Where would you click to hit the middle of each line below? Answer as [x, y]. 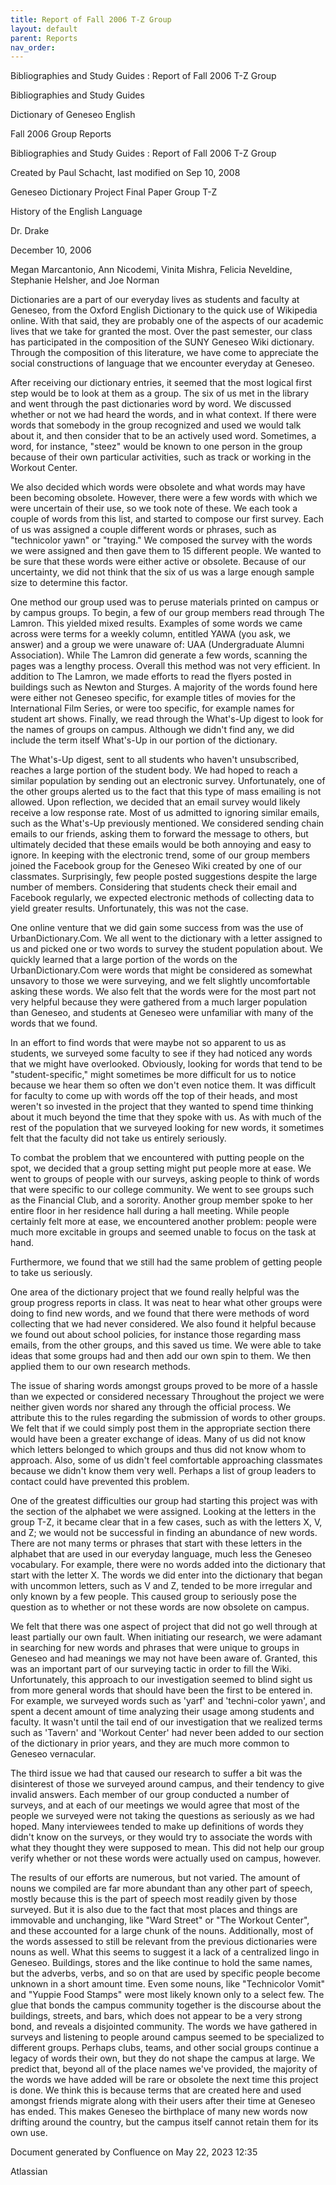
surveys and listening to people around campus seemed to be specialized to [167, 2037]
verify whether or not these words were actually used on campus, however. [166, 1858]
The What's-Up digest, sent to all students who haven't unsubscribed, [155, 760]
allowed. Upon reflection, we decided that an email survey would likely [155, 802]
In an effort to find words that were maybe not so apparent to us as [148, 1043]
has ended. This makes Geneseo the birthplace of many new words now [159, 2112]
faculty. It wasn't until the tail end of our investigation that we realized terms [166, 1722]
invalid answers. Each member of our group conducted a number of [150, 1795]
